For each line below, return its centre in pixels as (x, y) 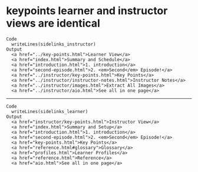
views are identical (53, 23)
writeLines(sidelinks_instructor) (54, 44)
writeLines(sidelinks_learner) (50, 111)
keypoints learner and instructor (87, 11)
